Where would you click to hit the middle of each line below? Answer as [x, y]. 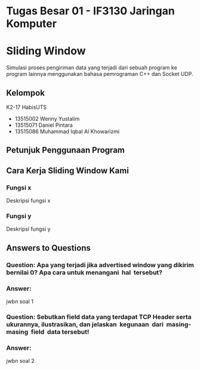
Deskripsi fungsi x [28, 201]
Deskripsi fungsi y [28, 229]
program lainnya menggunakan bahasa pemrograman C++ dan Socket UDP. [100, 74]
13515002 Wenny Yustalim [47, 118]
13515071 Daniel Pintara [44, 125]
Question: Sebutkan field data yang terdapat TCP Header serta [99, 317]
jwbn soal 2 [20, 361]
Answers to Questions [48, 248]
